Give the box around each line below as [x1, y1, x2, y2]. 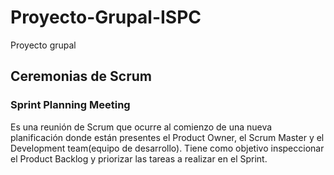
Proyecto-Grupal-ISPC [10, 6, 202, 29]
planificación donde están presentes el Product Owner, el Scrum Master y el [10, 131, 325, 143]
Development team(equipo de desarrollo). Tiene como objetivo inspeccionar [10, 142, 325, 154]
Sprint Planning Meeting [10, 98, 131, 112]
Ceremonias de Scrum [10, 68, 152, 85]
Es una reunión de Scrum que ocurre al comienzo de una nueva [10, 121, 273, 133]
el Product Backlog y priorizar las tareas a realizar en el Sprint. [10, 152, 268, 165]
